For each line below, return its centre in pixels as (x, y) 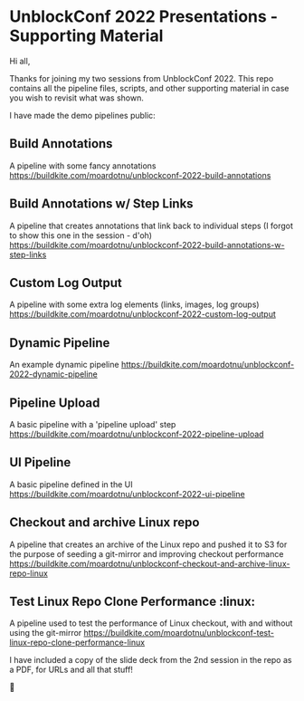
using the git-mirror (46, 633)
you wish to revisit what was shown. (77, 98)
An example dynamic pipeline (64, 365)
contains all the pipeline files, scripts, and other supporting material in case (149, 88)
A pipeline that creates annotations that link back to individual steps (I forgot (152, 226)
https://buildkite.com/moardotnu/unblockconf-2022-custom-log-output (142, 314)
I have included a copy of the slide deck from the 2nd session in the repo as (151, 660)
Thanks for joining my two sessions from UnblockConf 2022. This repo (142, 78)
